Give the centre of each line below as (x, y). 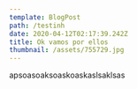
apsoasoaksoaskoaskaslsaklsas (67, 75)
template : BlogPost (45, 17)
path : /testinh (37, 26)
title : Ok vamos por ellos (59, 42)
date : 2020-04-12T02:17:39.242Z (68, 33)
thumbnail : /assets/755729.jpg (67, 50)
